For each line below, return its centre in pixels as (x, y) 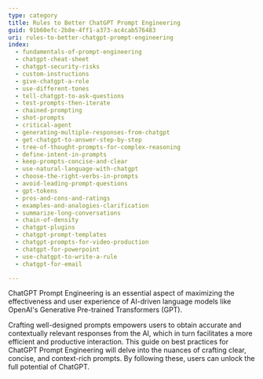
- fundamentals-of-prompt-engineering (79, 52)
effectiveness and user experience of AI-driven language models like (120, 302)
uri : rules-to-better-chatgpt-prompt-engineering (91, 37)
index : (19, 45)
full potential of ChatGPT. (49, 367)
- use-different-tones (52, 88)
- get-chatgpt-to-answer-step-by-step (79, 140)
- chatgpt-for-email (49, 264)
